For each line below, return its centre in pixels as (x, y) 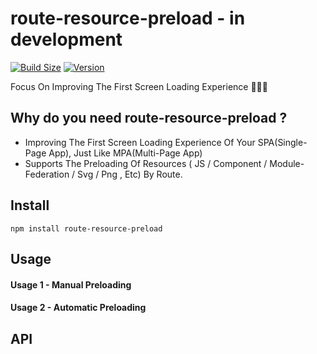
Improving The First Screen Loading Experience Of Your (140, 142)
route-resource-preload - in (128, 18)
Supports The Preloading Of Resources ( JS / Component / (146, 163)
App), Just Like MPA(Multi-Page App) (125, 153)
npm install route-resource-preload (86, 228)
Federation (47, 174)
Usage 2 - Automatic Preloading (78, 308)
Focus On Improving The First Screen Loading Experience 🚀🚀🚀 (139, 86)
